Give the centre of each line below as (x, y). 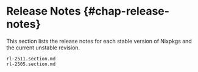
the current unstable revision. (43, 48)
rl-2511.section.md (31, 59)
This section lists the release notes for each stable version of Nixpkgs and (99, 41)
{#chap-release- (126, 11)
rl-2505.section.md (31, 64)
